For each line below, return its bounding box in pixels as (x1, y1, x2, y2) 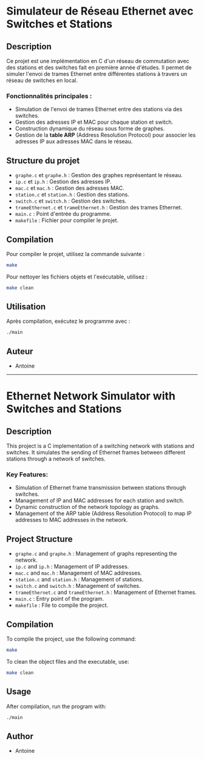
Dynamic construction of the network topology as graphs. (15, 504, 160, 511)
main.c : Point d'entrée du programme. (15, 211, 112, 218)
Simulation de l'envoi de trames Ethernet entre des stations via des (15, 106, 183, 113)
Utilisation (6, 302, 46, 312)
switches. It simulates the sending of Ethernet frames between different (6, 449, 186, 456)
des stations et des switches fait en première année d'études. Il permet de (6, 64, 192, 71)
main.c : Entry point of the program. (15, 595, 104, 602)
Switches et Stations (6, 17, 113, 31)
